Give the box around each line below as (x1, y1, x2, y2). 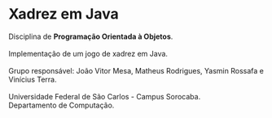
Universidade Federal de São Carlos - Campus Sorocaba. (8, 91, 201, 101)
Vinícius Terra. (8, 74, 57, 84)
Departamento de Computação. (8, 100, 115, 110)
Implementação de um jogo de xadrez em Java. (8, 48, 169, 58)
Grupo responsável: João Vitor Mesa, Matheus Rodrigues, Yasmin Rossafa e (8, 65, 265, 75)
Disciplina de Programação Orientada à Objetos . (8, 32, 173, 41)
